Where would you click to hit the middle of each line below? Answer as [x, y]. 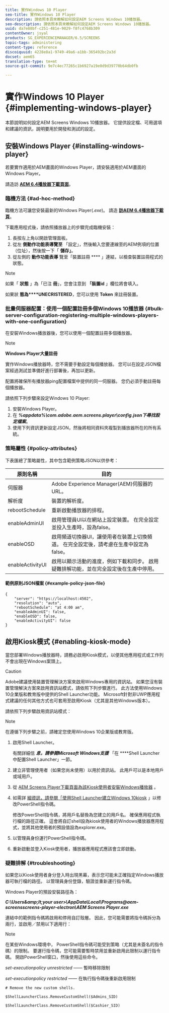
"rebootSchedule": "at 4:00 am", [49, 607]
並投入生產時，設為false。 [82, 527]
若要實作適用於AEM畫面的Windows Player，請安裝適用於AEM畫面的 [76, 167]
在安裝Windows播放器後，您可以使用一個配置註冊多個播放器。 [70, 333]
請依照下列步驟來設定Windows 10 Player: [48, 398]
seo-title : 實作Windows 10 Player [41, 15]
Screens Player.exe [108, 907]
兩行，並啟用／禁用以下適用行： [38, 924]
